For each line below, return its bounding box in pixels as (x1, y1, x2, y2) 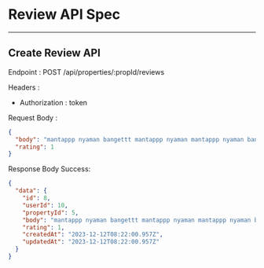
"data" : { (15, 187, 47, 195)
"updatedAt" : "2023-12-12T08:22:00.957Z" (22, 238, 159, 246)
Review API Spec (8, 6, 121, 24)
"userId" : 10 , (22, 201, 68, 209)
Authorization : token (19, 97, 88, 107)
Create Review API (8, 46, 101, 60)
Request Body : (8, 112, 57, 123)
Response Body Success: (8, 164, 91, 174)
